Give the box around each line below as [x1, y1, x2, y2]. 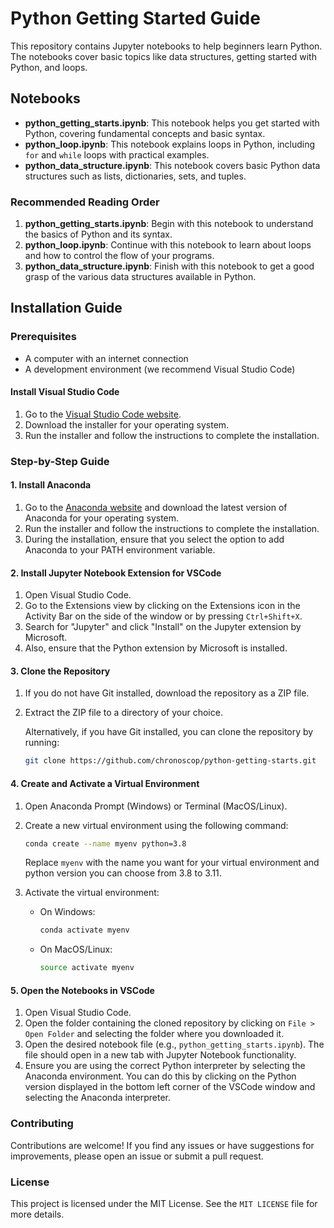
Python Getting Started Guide [10, 7, 261, 30]
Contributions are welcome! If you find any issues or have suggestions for [10, 1139, 315, 1151]
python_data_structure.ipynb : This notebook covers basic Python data [24, 159, 321, 171]
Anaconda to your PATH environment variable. [24, 544, 216, 556]
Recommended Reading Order [10, 195, 160, 209]
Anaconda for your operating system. [24, 512, 180, 524]
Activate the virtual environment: [24, 887, 160, 899]
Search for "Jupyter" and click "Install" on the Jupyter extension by [24, 621, 302, 633]
